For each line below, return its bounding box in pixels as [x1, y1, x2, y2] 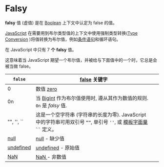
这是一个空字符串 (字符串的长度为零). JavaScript [36, 111, 146, 118]
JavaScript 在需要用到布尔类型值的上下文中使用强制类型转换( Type [5, 30, 138, 36]
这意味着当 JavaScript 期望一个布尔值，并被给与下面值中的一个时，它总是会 [5, 57, 158, 63]
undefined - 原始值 [36, 144, 80, 151]
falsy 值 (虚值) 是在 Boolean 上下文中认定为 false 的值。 [5, 20, 117, 25]
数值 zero [36, 85, 58, 92]
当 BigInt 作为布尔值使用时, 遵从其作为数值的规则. [36, 95, 149, 101]
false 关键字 [80, 76, 108, 83]
